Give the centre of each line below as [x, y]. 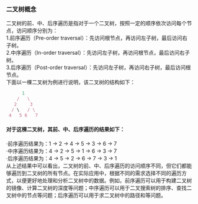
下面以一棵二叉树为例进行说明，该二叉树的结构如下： [71, 82]
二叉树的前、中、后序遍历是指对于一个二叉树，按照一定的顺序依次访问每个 [96, 23]
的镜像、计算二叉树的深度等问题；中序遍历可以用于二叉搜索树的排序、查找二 [99, 187]
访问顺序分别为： [37, 31]
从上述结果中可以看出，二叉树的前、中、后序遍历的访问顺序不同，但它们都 [96, 166]
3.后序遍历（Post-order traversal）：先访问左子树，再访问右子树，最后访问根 [99, 68]
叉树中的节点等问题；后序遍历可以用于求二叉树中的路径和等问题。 [86, 195]
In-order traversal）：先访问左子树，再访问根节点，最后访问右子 [113, 53]
